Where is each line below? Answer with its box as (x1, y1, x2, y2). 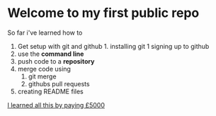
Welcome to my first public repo (7, 5, 200, 21)
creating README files (17, 87, 84, 95)
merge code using (17, 64, 71, 73)
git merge (28, 72, 57, 81)
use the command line (17, 50, 84, 58)
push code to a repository (17, 57, 95, 65)
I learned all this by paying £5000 (7, 100, 105, 109)
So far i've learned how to (7, 28, 83, 37)
